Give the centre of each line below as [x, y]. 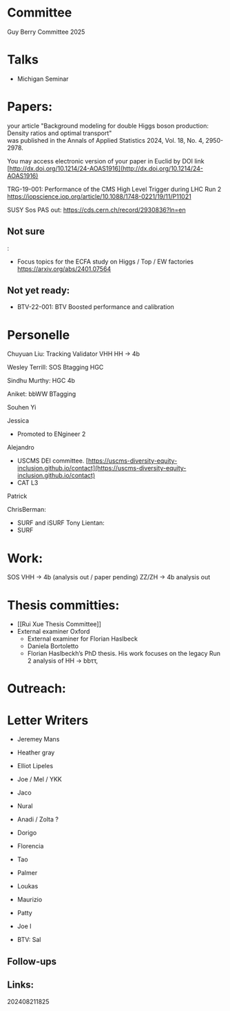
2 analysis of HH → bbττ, [63, 661]
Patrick [17, 496]
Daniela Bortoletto [53, 646]
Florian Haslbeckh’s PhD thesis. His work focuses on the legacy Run [124, 654]
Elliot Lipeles [35, 766]
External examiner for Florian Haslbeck [82, 639]
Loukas [28, 886]
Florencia [30, 846]
